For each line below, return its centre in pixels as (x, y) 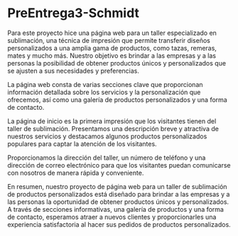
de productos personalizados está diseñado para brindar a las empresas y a (119, 194)
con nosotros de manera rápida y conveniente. (76, 173)
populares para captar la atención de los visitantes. (82, 143)
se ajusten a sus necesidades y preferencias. (74, 71)
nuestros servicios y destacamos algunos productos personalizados (107, 136)
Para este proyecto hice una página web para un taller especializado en (112, 33)
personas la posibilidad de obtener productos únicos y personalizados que (117, 63)
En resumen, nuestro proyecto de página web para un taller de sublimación (117, 186)
